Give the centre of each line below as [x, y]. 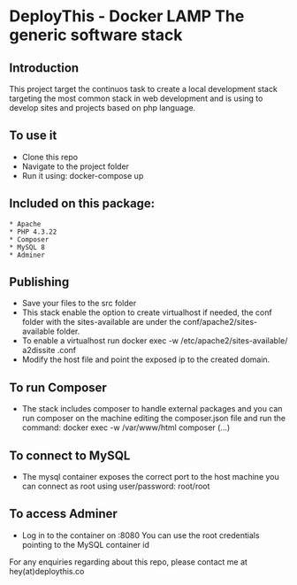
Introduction [44, 68]
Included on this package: [82, 204]
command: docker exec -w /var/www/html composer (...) [126, 427]
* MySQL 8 [27, 247]
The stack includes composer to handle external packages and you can [152, 409]
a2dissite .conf [49, 350]
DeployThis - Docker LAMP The [127, 16]
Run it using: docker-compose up [83, 175]
